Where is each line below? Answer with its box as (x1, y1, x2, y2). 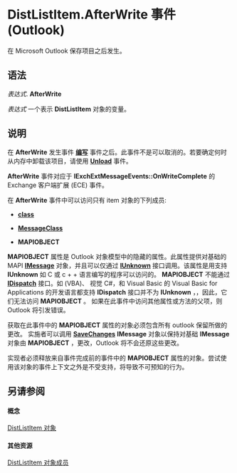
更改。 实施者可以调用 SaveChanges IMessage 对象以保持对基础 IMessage (7, 329, 230, 338)
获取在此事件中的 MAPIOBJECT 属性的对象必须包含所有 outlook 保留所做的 (7, 321, 228, 329)
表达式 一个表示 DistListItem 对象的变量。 (7, 105, 130, 113)
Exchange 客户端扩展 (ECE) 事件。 (7, 181, 108, 189)
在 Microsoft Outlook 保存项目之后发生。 (7, 46, 126, 55)
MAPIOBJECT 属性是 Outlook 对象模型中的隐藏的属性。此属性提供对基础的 (7, 252, 227, 260)
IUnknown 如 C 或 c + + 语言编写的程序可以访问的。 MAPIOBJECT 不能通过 (7, 270, 230, 278)
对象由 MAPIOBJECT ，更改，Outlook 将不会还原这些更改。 (7, 339, 184, 347)
